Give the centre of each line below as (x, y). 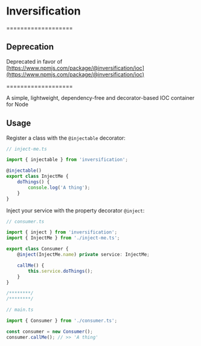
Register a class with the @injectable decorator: (66, 138)
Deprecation (30, 47)
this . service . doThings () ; (61, 271)
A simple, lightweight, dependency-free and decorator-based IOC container (101, 97)
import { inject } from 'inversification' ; (62, 232)
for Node (18, 104)
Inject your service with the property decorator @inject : (75, 211)
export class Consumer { (37, 249)
